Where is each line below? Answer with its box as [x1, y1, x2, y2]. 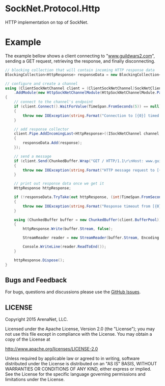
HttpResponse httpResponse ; [14, 186, 71, 191]
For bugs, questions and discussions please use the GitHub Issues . [5, 289, 141, 295]
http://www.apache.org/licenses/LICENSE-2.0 [5, 346, 98, 352]
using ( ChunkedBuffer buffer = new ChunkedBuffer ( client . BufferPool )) [14, 217, 162, 222]
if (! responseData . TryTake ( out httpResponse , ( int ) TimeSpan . [14, 195, 142, 200]
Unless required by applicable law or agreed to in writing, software [5, 355, 140, 361]
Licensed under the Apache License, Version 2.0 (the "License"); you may [5, 326, 155, 332]
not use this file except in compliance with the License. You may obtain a [5, 331, 152, 337]
